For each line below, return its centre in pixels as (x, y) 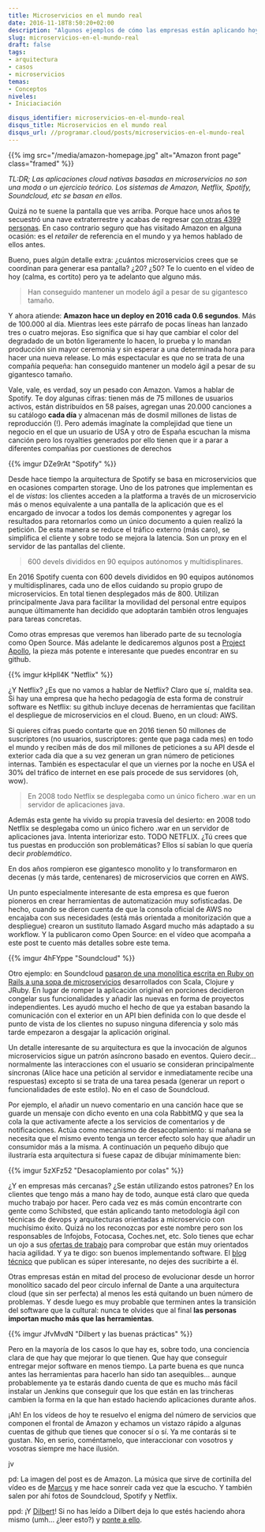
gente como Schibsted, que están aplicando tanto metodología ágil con (124, 1210)
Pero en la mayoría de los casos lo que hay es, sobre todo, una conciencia (129, 1349)
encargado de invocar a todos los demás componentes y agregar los (120, 512)
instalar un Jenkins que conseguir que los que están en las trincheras (121, 1391)
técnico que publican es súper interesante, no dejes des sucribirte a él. (123, 1261)
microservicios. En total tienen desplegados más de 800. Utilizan (114, 593)
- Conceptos (28, 89)
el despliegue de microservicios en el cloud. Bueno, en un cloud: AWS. (123, 715)
